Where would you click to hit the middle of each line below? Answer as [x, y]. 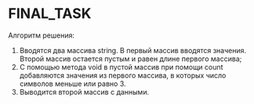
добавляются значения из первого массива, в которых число [123, 75]
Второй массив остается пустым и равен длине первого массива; [131, 59]
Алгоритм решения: [42, 35]
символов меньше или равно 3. [73, 84]
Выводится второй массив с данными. [84, 91]
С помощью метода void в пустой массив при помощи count [121, 66]
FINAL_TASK [50, 14]
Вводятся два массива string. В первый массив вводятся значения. [133, 50]
